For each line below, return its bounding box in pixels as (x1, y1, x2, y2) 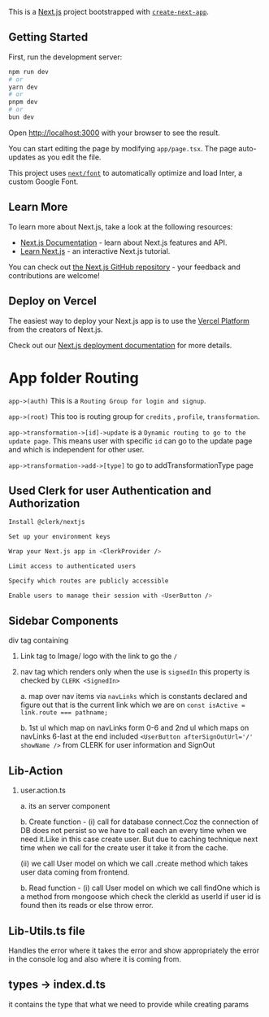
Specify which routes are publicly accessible (8, 577, 169, 585)
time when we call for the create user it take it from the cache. (20, 843, 229, 853)
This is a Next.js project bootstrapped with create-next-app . (8, 7, 210, 16)
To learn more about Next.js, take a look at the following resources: (8, 221, 233, 231)
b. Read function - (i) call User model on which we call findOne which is (20, 883, 261, 893)
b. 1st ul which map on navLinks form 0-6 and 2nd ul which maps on (20, 723, 249, 733)
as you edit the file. (37, 152, 102, 162)
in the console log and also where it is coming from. (8, 954, 181, 963)
